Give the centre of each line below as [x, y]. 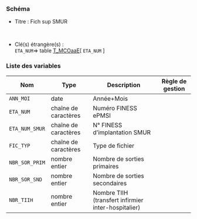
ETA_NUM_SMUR [27, 129]
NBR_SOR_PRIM [27, 162]
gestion [174, 88]
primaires [106, 166]
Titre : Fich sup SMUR [41, 22]
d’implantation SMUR [122, 132]
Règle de [174, 81]
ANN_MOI [20, 98]
